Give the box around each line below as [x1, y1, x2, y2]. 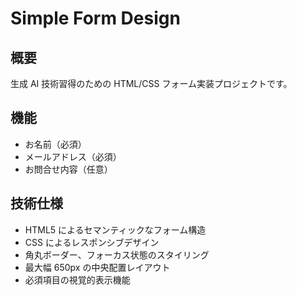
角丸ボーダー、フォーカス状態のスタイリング [24, 248, 210, 261]
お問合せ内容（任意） [24, 163, 113, 175]
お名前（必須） [24, 138, 87, 150]
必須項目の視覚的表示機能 [24, 273, 131, 286]
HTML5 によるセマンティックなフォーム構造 [24, 223, 207, 236]
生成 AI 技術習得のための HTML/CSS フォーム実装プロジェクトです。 [10, 78, 293, 89]
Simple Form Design [10, 7, 181, 30]
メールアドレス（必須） [24, 150, 122, 162]
